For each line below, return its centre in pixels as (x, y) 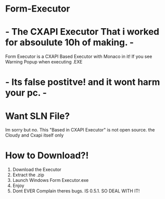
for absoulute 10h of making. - (70, 43)
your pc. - (26, 93)
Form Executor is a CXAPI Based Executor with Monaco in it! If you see (79, 56)
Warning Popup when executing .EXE (44, 62)
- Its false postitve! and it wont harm (83, 82)
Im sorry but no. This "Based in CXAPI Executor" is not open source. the (80, 130)
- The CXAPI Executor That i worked (82, 32)
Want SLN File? (38, 116)
